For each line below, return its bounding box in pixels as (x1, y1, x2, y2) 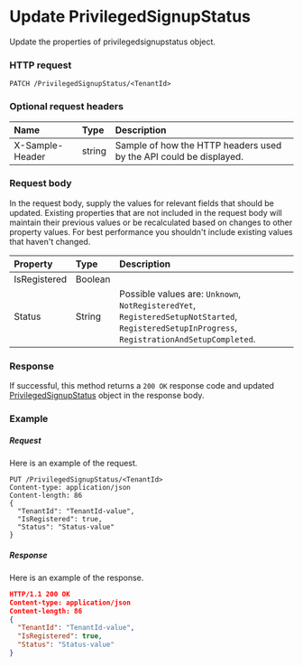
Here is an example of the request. (9, 458, 138, 469)
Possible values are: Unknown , (119, 287, 242, 300)
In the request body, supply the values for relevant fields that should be (9, 197, 275, 209)
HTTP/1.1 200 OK (9, 589, 70, 598)
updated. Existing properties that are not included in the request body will (9, 207, 282, 218)
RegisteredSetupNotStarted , (119, 310, 237, 323)
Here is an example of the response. (9, 572, 144, 583)
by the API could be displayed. (115, 150, 243, 163)
